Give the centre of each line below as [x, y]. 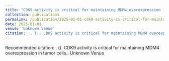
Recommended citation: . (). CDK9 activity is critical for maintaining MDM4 [82, 48]
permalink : [17, 19]
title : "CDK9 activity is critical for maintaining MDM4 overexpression [83, 10]
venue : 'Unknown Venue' [30, 29]
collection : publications [32, 15]
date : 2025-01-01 [23, 24]
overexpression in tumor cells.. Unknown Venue [55, 53]
